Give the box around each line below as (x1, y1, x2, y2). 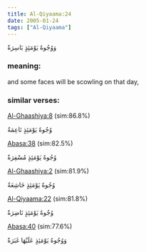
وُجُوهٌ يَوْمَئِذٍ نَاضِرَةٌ (7, 208, 54, 216)
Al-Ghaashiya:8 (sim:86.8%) (7, 111, 90, 120)
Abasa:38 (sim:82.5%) (7, 138, 73, 147)
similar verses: (7, 95, 60, 105)
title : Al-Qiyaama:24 (7, 10, 72, 18)
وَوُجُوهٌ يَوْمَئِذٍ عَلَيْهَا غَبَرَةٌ (7, 236, 68, 244)
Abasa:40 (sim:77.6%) (7, 222, 73, 231)
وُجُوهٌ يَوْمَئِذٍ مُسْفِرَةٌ (7, 153, 57, 161)
